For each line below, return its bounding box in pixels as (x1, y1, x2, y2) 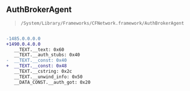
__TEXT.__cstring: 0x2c (14, 69, 72, 75)
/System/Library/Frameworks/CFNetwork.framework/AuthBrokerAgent (20, 20, 184, 26)
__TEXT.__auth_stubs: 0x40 (14, 52, 81, 58)
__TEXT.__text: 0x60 (14, 46, 65, 52)
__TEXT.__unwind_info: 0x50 (14, 73, 83, 80)
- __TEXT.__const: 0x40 (6, 58, 67, 63)
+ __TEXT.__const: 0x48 (6, 63, 67, 69)
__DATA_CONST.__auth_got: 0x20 (14, 79, 91, 85)
